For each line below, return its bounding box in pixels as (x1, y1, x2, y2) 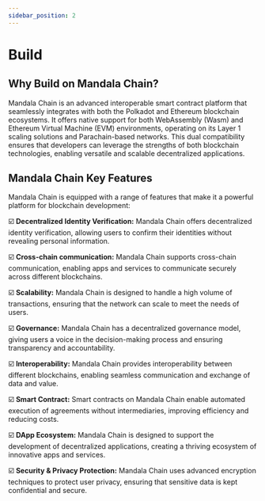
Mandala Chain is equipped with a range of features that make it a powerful (8, 192, 254, 202)
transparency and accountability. (8, 343, 115, 353)
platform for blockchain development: (8, 201, 131, 211)
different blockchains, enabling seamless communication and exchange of (8, 370, 251, 380)
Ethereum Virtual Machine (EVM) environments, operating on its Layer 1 (8, 123, 241, 133)
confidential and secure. (8, 486, 88, 495)
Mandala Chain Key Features (8, 172, 153, 185)
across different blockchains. (8, 272, 103, 282)
